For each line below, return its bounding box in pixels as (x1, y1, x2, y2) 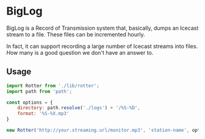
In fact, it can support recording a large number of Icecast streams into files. (6, 42, 198, 50)
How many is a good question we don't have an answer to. (6, 49, 154, 56)
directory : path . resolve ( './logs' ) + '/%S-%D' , (17, 105, 140, 111)
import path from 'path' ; (6, 88, 72, 95)
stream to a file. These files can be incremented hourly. (6, 30, 145, 38)
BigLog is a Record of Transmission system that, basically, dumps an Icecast (6, 24, 199, 32)
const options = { (6, 99, 53, 106)
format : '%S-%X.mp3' (17, 110, 70, 117)
